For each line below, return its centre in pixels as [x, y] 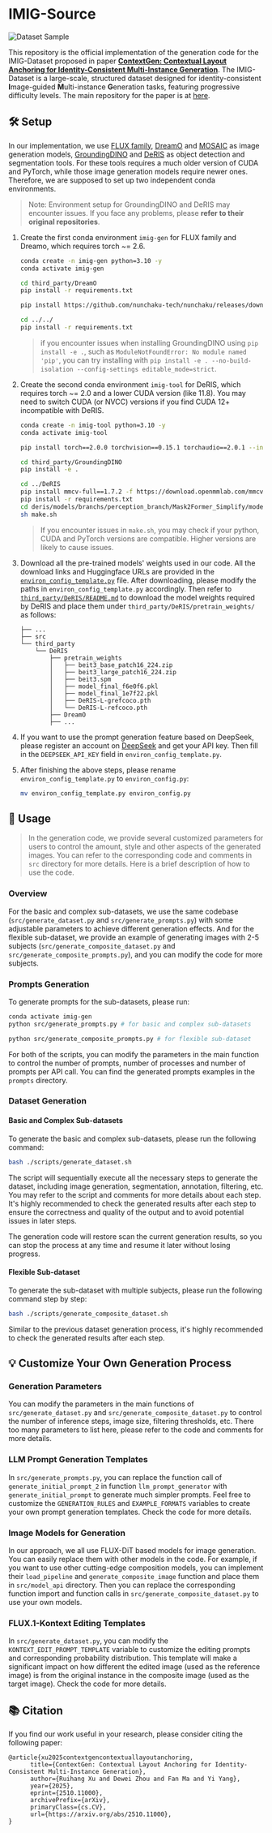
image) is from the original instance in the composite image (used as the [129, 1676]
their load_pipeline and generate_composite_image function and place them [134, 1576]
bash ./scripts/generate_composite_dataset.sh [88, 1314]
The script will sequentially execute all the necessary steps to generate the [133, 1177]
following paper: [36, 1743]
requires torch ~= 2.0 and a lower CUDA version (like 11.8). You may [133, 393]
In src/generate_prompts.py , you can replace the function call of [115, 1477]
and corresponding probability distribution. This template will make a [123, 1658]
